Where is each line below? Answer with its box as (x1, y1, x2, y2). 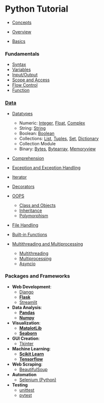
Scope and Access (12, 77, 50, 83)
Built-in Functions (12, 231, 47, 237)
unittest (19, 387, 35, 393)
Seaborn (19, 330, 37, 336)
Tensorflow (19, 356, 43, 362)
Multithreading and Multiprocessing (12, 241, 83, 246)
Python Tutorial (5, 3, 69, 15)
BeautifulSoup (19, 366, 48, 372)
